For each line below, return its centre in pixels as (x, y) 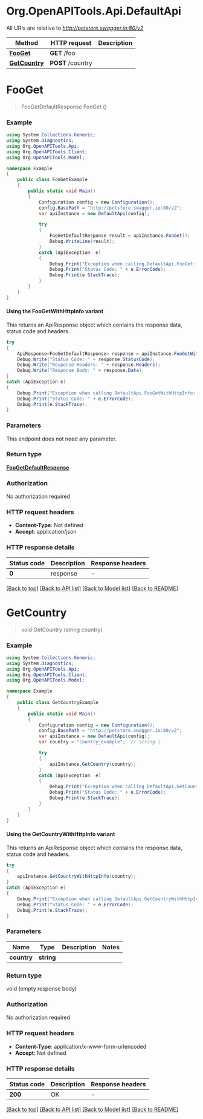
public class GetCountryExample (58, 703)
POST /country (71, 63)
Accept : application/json (46, 532)
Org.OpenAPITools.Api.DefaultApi (94, 11)
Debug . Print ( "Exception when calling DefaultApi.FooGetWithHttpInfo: (107, 393)
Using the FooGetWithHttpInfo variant (55, 311)
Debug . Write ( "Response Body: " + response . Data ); (81, 371)
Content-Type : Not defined (49, 525)
